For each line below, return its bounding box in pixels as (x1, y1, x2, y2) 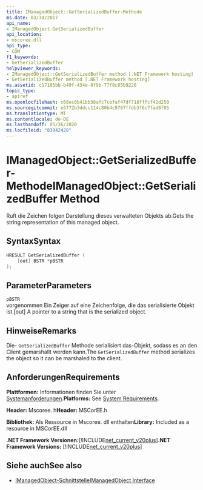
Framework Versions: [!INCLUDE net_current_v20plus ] (6, 443, 142, 450)
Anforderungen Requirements (6, 372, 120, 383)
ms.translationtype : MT (6, 110, 67, 116)
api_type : (6, 43, 32, 49)
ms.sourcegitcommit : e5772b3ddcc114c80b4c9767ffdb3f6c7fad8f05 (6, 104, 170, 111)
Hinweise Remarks (6, 326, 77, 336)
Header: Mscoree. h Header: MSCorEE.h (6, 406, 108, 414)
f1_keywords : (6, 54, 39, 60)
